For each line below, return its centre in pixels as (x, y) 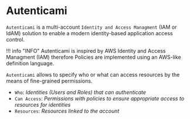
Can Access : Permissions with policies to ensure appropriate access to (99, 98)
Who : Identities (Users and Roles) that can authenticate (80, 92)
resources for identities (43, 104)
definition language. (30, 63)
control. (16, 39)
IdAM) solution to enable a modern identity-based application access (89, 33)
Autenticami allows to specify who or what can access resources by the (93, 74)
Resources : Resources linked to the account (67, 111)
